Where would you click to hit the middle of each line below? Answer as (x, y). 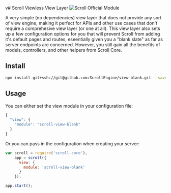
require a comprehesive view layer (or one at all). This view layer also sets (83, 28)
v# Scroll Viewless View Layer (37, 8)
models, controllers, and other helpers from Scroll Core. (64, 50)
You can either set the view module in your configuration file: (69, 106)
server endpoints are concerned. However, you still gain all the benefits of (83, 45)
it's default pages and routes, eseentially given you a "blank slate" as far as (84, 39)
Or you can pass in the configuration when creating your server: (73, 143)
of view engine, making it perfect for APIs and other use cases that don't (81, 23)
